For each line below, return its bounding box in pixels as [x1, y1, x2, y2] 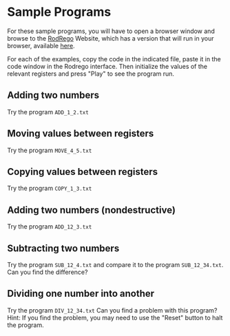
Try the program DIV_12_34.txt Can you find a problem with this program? [7, 306, 218, 314]
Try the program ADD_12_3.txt [7, 222, 92, 231]
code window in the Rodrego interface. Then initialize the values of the [7, 62, 208, 70]
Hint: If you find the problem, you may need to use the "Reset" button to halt [7, 313, 223, 322]
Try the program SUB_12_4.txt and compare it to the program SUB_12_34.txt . [7, 261, 224, 269]
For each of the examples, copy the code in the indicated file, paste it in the [7, 54, 222, 63]
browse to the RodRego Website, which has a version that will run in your [7, 34, 214, 42]
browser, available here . [7, 41, 75, 50]
